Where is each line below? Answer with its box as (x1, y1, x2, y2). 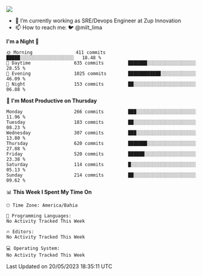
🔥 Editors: (6, 229, 34, 235)
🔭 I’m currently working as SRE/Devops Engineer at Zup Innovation (15, 17, 181, 24)
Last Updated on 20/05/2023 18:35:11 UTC (6, 263, 112, 270)
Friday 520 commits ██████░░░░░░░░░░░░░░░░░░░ (6, 151, 197, 157)
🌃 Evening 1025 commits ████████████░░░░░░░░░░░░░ (6, 71, 197, 77)
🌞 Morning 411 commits (6, 50, 106, 56)
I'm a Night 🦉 (6, 38, 39, 45)
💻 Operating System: (6, 245, 60, 251)
